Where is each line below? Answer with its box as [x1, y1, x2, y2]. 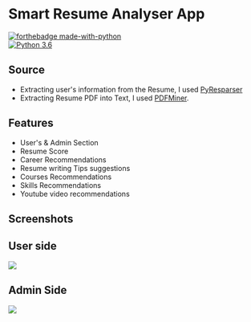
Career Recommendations [19, 154, 107, 165]
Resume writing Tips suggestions [19, 163, 131, 173]
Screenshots [8, 212, 74, 226]
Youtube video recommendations [19, 189, 130, 198]
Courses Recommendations [19, 172, 112, 181]
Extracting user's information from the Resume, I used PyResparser [19, 84, 243, 94]
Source [8, 63, 46, 77]
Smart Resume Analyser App [8, 5, 205, 23]
